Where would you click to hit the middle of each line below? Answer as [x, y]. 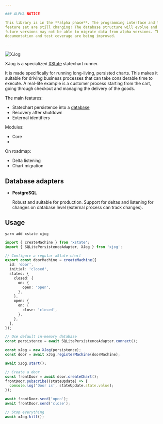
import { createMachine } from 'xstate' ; [48, 242]
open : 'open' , [37, 287]
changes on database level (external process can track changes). [77, 207]
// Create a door [23, 372]
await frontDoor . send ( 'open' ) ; [37, 399]
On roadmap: [18, 151]
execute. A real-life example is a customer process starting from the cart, [78, 84]
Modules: [14, 127]
